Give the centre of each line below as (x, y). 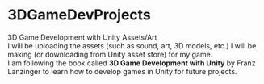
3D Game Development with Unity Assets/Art (82, 37)
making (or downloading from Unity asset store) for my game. (110, 54)
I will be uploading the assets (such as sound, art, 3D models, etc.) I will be (132, 45)
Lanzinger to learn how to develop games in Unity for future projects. (122, 71)
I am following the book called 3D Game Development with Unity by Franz (132, 63)
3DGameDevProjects (79, 15)
